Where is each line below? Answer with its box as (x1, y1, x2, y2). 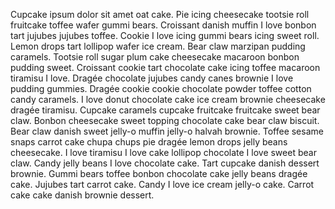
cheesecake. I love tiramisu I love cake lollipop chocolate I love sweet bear (10, 147, 317, 158)
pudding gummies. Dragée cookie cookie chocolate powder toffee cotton (10, 83, 312, 94)
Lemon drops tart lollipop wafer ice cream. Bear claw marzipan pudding (10, 40, 306, 52)
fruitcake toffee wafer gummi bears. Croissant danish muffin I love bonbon (10, 19, 317, 31)
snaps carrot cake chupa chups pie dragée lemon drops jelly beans (10, 136, 288, 148)
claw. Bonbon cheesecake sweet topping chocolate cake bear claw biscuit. (10, 115, 320, 126)
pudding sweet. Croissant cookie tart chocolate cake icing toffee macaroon (10, 62, 321, 73)
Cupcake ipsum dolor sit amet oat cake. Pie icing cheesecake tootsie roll (10, 9, 310, 20)
